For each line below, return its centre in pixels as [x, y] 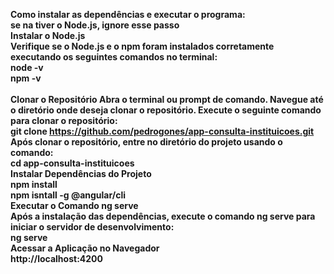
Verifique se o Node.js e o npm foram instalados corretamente [142, 46]
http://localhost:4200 [56, 258]
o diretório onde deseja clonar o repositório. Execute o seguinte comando [166, 110]
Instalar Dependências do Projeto [81, 173]
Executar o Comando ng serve [74, 205]
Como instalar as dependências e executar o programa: [128, 14]
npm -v [26, 78]
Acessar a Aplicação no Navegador [85, 248]
